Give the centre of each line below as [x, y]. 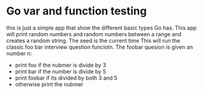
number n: [19, 53]
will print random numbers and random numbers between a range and [94, 34]
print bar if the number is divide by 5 [60, 71]
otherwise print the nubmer [49, 84]
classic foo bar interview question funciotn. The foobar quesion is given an [100, 47]
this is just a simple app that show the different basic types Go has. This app [101, 28]
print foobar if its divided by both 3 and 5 [66, 78]
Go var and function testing [77, 11]
